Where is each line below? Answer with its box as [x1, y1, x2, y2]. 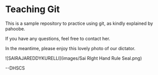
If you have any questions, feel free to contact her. [5, 35, 110, 42]
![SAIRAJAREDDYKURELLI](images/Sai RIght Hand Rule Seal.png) [5, 55, 142, 61]
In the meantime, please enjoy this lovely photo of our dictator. [5, 45, 136, 51]
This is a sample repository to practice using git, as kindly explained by [5, 20, 153, 26]
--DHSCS [5, 65, 25, 71]
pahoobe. [5, 25, 25, 31]
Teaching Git [5, 4, 60, 15]
